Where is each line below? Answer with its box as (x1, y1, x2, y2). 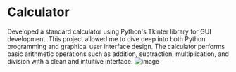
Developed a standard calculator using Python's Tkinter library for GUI (7, 27, 211, 36)
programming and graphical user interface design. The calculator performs (7, 42, 225, 50)
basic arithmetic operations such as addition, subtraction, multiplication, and (7, 50, 229, 58)
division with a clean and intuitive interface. (7, 57, 133, 65)
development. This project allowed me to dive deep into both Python (7, 34, 206, 43)
